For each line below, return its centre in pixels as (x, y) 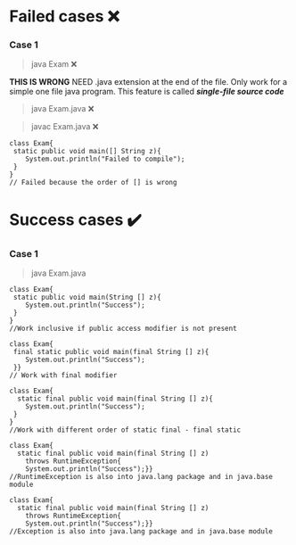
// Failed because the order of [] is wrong (93, 183)
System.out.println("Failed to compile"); (105, 159)
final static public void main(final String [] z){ (111, 351)
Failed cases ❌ (65, 17)
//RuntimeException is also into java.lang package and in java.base (141, 476)
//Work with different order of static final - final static (125, 430)
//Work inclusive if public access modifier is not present (123, 328)
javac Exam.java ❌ (65, 127)
